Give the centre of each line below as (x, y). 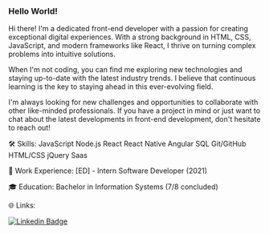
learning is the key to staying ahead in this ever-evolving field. (111, 87)
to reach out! (29, 128)
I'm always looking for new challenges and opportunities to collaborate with (133, 103)
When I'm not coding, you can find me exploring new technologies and (125, 70)
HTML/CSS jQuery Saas (48, 155)
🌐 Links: (22, 205)
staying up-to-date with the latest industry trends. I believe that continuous (132, 79)
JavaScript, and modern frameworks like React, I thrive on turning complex (132, 46)
